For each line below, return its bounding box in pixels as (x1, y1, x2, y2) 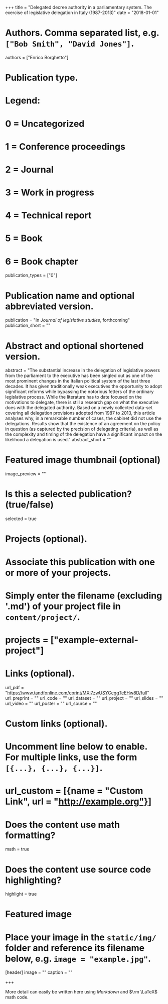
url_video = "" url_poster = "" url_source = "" (5, 700, 97, 706)
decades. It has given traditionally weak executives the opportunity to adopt (5, 384, 162, 390)
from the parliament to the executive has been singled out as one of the (5, 372, 153, 379)
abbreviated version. (5, 301, 94, 312)
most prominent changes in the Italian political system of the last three (5, 378, 150, 384)
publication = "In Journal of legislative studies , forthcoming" (5, 317, 130, 323)
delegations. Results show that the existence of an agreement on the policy (5, 421, 160, 427)
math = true (5, 846, 30, 852)
